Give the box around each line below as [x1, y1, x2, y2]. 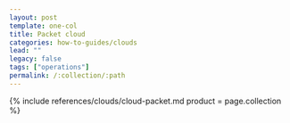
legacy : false [9, 54, 62, 63]
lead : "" [9, 46, 42, 55]
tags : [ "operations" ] [9, 63, 90, 72]
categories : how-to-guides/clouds [9, 37, 138, 47]
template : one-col [9, 21, 78, 30]
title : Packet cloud [9, 29, 87, 38]
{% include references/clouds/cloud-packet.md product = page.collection [9, 95, 282, 106]
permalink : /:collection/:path [9, 71, 126, 80]
